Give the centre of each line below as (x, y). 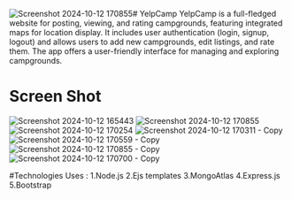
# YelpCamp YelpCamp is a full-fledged (204, 14)
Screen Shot (55, 96)
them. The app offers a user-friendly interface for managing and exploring (144, 51)
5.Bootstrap (31, 185)
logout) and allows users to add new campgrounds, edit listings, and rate (142, 42)
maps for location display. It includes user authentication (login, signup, (139, 32)
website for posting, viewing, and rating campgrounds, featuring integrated (146, 23)
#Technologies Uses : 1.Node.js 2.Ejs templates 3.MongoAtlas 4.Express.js (145, 175)
